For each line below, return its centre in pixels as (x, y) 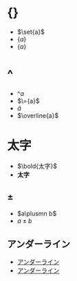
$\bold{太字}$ (37, 166)
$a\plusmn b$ (37, 213)
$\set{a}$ (31, 32)
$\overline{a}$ (38, 115)
